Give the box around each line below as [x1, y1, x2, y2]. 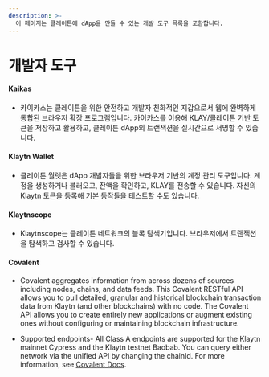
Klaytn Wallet [8, 152, 55, 162]
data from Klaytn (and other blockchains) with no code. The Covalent [19, 301, 249, 310]
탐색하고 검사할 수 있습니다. [28, 239, 115, 248]
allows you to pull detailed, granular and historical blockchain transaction [19, 293, 262, 302]
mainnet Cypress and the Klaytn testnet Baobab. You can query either [19, 342, 251, 352]
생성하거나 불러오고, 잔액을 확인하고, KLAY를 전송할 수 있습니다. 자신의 [35, 181, 257, 191]
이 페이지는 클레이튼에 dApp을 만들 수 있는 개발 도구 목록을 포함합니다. [15, 19, 224, 27]
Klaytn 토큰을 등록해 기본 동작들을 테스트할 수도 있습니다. [19, 191, 200, 201]
